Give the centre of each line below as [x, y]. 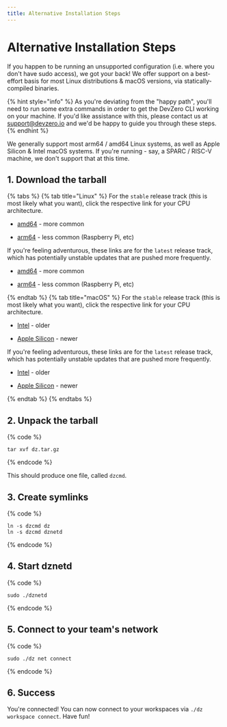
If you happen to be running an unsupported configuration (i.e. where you [111, 66]
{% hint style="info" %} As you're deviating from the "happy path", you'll [109, 101]
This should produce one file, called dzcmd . [67, 476]
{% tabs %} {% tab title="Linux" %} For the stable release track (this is [107, 196]
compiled [20, 88]
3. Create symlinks [48, 497]
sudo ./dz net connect [39, 659]
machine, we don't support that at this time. [68, 158]
